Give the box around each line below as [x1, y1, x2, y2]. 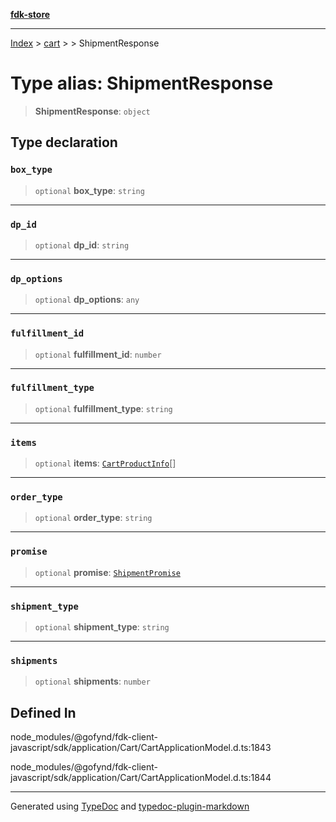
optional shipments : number [34, 675, 151, 688]
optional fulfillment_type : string [34, 402, 173, 414]
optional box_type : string [34, 184, 145, 196]
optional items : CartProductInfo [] [34, 457, 177, 469]
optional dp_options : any [34, 294, 140, 306]
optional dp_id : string [34, 239, 130, 251]
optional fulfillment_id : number [34, 348, 162, 360]
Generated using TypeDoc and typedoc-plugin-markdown [10, 800, 250, 813]
